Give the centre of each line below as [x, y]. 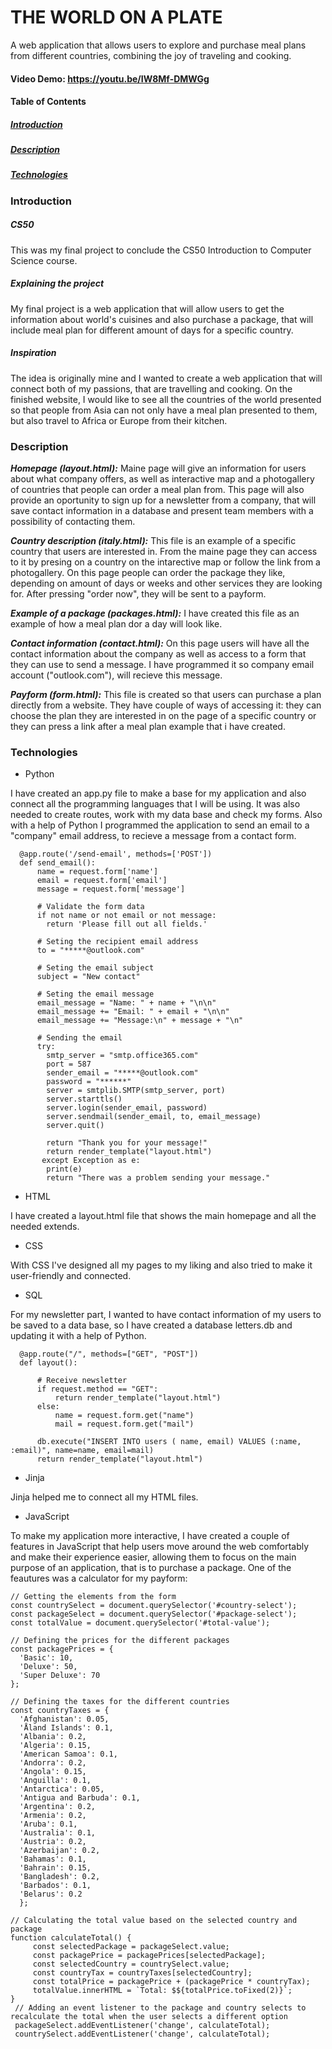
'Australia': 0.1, [58, 1833]
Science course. [44, 260]
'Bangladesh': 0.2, [60, 1877]
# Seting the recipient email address [117, 942]
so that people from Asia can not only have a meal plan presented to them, [164, 410]
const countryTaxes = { [60, 1711]
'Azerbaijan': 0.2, [60, 1851]
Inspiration [33, 353]
